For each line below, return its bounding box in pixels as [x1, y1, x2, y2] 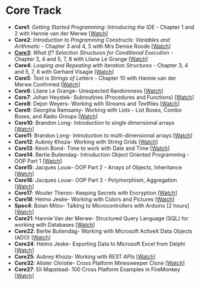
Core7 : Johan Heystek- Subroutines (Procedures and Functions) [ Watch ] [14, 94, 195, 101]
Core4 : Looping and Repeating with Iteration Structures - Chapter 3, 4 [14, 61, 188, 69]
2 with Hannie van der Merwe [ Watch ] [14, 29, 108, 37]
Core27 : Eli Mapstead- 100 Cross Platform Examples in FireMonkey [14, 265, 181, 273]
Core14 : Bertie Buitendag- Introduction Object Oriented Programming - [14, 151, 190, 158]
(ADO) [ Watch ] [14, 233, 51, 241]
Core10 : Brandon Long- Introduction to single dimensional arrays [14, 119, 175, 126]
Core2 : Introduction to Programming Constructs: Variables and [14, 36, 170, 43]
